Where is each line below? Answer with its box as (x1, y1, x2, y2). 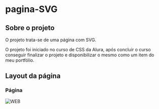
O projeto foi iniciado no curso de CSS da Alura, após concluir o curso (5, 47, 151, 52)
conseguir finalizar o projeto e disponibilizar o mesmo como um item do (5, 52, 154, 58)
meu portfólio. (5, 57, 34, 63)
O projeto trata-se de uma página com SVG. (5, 37, 96, 43)
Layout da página (5, 72, 61, 80)
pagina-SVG (5, 4, 58, 15)
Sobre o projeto (5, 24, 55, 32)
